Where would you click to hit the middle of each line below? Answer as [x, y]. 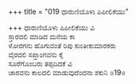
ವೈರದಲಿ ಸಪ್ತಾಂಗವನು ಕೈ [36, 54]
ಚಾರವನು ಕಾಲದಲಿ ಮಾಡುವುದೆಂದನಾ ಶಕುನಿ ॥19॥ [67, 72]
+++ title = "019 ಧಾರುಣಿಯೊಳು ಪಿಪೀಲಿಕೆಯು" [68, 12]
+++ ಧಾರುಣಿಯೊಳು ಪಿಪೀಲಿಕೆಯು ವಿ [52, 28]
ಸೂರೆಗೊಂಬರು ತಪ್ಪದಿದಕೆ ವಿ [41, 64]
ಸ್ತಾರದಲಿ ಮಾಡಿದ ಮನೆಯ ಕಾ [42, 36]
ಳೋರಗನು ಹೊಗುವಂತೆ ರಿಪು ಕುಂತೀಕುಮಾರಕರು [62, 46]
